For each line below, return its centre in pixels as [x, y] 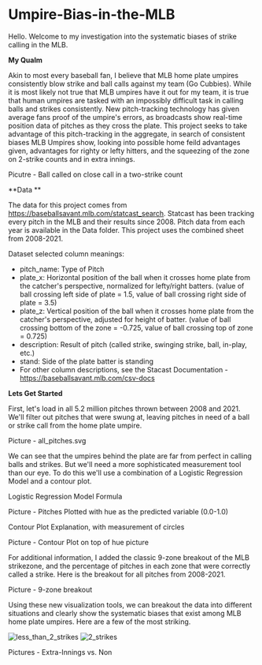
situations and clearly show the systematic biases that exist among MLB [125, 613]
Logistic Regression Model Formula [65, 496]
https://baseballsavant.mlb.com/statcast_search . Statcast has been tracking [131, 213]
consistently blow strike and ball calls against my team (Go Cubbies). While [130, 84]
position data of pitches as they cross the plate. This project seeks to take [128, 125]
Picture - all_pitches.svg [47, 440]
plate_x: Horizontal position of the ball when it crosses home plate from [135, 277]
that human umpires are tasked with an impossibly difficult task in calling [126, 100]
